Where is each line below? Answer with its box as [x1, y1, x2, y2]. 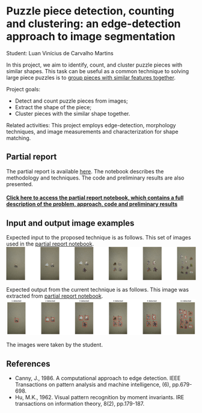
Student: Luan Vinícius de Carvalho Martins [6, 49, 114, 56]
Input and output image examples [6, 218, 135, 228]
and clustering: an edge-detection [6, 17, 182, 31]
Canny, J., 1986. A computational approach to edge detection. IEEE [14, 375, 181, 382]
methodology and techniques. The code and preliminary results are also [6, 174, 185, 181]
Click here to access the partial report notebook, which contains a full [6, 194, 184, 202]
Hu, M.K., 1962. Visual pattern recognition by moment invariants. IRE [14, 394, 185, 401]
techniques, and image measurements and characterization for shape [6, 128, 179, 135]
